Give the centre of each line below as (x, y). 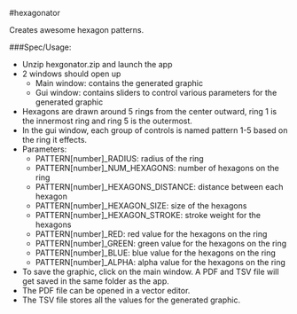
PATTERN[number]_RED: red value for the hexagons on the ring (151, 234)
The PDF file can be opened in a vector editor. (106, 290)
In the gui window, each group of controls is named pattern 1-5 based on (155, 130)
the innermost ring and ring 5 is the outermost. (107, 121)
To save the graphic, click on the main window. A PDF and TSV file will (150, 271)
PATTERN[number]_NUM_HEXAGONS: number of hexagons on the (157, 168)
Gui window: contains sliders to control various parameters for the (156, 93)
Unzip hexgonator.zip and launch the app (97, 64)
